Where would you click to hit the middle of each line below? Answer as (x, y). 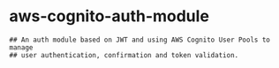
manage (21, 47)
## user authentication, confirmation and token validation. (124, 55)
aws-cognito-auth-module (109, 16)
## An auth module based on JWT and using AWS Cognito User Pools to (140, 40)
